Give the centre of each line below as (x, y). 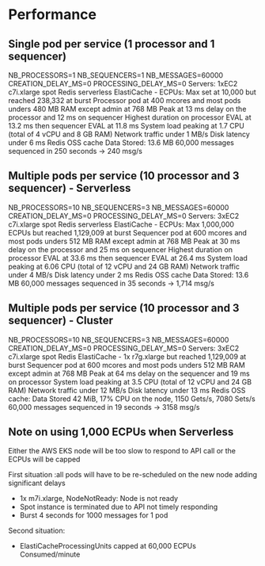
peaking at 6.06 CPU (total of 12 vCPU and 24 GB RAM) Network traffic (124, 266)
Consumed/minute (50, 555)
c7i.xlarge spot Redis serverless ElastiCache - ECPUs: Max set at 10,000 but (132, 92)
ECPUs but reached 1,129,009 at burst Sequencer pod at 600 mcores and (128, 232)
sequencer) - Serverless (70, 188)
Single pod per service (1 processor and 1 (112, 44)
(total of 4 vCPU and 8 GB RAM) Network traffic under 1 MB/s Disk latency (129, 134)
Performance (53, 15)
